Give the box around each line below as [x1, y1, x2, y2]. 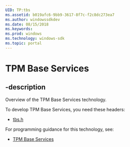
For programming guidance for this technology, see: [5, 126, 114, 132]
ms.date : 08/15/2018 [5, 21, 49, 27]
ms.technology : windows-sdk [5, 36, 65, 41]
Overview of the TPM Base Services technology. [5, 96, 107, 103]
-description [5, 83, 46, 92]
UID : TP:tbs [5, 7, 30, 13]
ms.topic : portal [5, 41, 42, 46]
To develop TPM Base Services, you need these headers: [5, 106, 125, 112]
